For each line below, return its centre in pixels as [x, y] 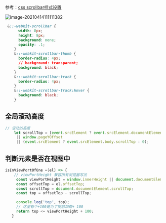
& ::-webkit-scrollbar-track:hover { [52, 90]
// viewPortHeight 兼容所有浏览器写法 [51, 175]
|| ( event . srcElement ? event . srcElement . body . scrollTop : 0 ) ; [83, 142]
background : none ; [37, 40]
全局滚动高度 [25, 116]
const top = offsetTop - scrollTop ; [54, 193]
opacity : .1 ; [32, 45]
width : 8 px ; [30, 31]
